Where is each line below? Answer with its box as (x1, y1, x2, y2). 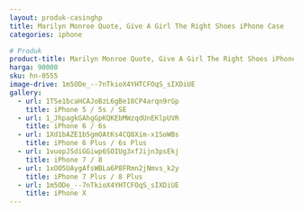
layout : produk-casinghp (9, 13, 103, 23)
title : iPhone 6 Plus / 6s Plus (25, 139, 147, 148)
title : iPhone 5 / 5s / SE (25, 105, 127, 114)
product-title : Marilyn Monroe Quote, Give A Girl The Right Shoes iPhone (9, 55, 297, 64)
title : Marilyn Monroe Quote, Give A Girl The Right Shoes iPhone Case (9, 22, 284, 31)
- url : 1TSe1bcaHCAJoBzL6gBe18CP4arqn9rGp (17, 97, 179, 106)
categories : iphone (9, 30, 83, 39)
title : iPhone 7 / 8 (25, 155, 103, 164)
